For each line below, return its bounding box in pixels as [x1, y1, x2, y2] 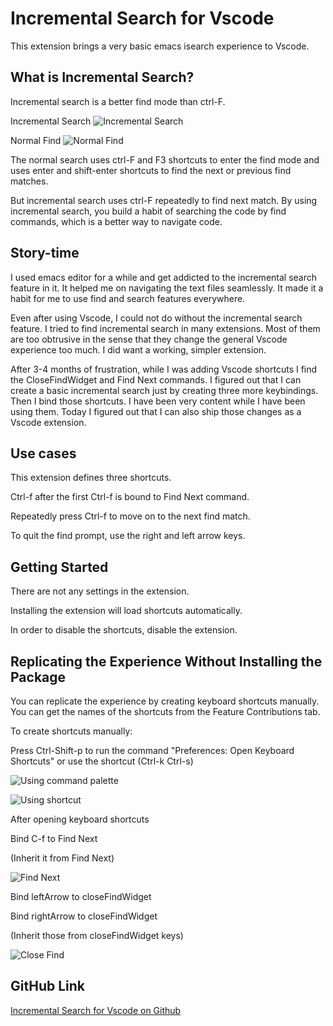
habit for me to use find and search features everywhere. [10, 292, 246, 304]
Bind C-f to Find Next [10, 833, 98, 844]
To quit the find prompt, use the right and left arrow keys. [10, 530, 246, 542]
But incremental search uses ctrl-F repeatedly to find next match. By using [10, 194, 318, 206]
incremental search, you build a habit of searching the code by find [10, 205, 287, 217]
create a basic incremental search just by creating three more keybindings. [10, 384, 319, 396]
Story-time [10, 245, 80, 262]
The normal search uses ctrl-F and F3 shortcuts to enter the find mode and [10, 153, 320, 166]
